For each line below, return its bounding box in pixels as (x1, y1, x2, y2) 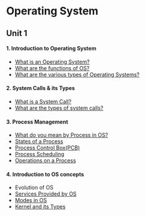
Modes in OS (14, 197, 47, 204)
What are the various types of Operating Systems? (14, 71, 139, 78)
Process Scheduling (14, 151, 65, 158)
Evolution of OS (14, 184, 54, 191)
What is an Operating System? (14, 58, 90, 65)
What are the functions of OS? (14, 64, 90, 71)
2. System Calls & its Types (6, 85, 75, 92)
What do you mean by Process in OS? (14, 131, 108, 139)
